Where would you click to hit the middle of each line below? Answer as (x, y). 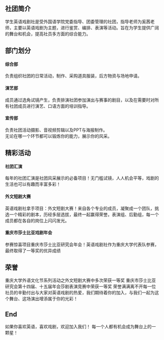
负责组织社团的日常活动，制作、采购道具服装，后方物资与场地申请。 (73, 76)
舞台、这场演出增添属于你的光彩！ (43, 298)
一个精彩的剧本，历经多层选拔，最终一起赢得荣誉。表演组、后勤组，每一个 (84, 214)
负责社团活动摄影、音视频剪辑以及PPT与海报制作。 (56, 130)
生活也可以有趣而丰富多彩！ (33, 184)
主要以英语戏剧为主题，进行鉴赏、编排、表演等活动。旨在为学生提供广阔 (86, 27)
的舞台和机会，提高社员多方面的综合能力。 (48, 34)
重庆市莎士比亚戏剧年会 (29, 233)
